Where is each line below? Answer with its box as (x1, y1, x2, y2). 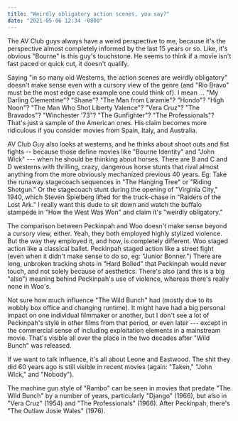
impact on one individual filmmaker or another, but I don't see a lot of (7, 311, 210, 319)
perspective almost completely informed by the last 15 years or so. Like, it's (7, 44, 228, 53)
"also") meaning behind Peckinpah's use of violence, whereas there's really (7, 275, 229, 283)
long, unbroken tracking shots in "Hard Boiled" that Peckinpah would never (7, 259, 227, 267)
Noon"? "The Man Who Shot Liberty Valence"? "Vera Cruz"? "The (7, 103, 200, 112)
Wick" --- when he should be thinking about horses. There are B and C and (7, 154, 228, 164)
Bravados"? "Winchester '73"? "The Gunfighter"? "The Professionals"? (7, 111, 215, 119)
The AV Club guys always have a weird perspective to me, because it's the (7, 36, 226, 45)
